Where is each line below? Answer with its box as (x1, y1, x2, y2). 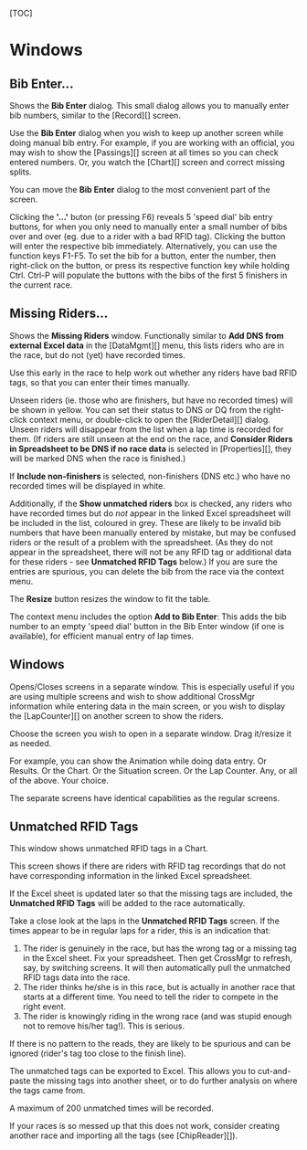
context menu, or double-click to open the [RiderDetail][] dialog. (28, 414, 271, 425)
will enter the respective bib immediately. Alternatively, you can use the (9, 241, 278, 251)
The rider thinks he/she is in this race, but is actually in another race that (22, 982, 296, 993)
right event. (22, 1001, 67, 1012)
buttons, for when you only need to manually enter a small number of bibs (9, 221, 288, 232)
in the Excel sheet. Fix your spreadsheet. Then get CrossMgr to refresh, (22, 953, 293, 964)
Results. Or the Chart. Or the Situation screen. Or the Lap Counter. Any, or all (9, 765, 298, 775)
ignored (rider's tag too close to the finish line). (9, 1048, 187, 1059)
